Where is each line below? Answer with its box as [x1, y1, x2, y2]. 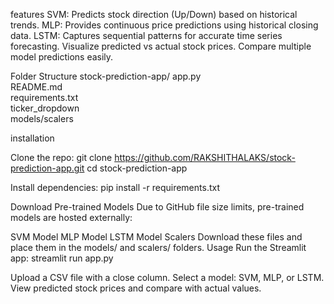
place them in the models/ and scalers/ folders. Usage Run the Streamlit [10, 242, 307, 253]
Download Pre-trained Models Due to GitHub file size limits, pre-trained [10, 201, 305, 213]
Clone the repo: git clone [10, 152, 113, 163]
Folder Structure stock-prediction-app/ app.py [10, 70, 202, 82]
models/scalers [10, 113, 74, 124]
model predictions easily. [10, 51, 114, 63]
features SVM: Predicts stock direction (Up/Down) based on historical [10, 9, 298, 20]
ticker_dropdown [10, 102, 80, 114]
